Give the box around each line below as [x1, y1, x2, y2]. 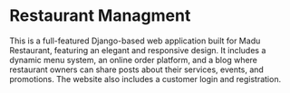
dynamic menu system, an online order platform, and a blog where [9, 54, 258, 65]
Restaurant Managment [9, 5, 191, 26]
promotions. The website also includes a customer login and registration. [9, 73, 282, 84]
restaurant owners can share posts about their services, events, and [9, 64, 265, 75]
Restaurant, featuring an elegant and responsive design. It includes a [9, 44, 266, 55]
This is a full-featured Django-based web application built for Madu [9, 35, 261, 46]
